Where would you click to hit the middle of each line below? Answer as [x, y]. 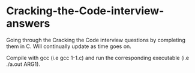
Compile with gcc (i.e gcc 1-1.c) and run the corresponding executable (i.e [98, 58]
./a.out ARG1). [23, 64]
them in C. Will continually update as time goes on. [69, 46]
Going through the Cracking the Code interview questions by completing [96, 40]
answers [28, 23]
